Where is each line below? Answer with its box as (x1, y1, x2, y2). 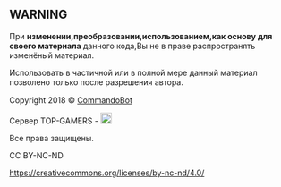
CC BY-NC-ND (9, 149, 64, 160)
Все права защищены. (9, 132, 94, 143)
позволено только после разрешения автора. (9, 76, 183, 88)
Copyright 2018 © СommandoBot (9, 94, 132, 106)
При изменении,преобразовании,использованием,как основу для (9, 30, 273, 41)
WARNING (9, 7, 68, 22)
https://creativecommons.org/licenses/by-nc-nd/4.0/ (9, 167, 205, 178)
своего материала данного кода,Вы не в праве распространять (9, 40, 256, 51)
